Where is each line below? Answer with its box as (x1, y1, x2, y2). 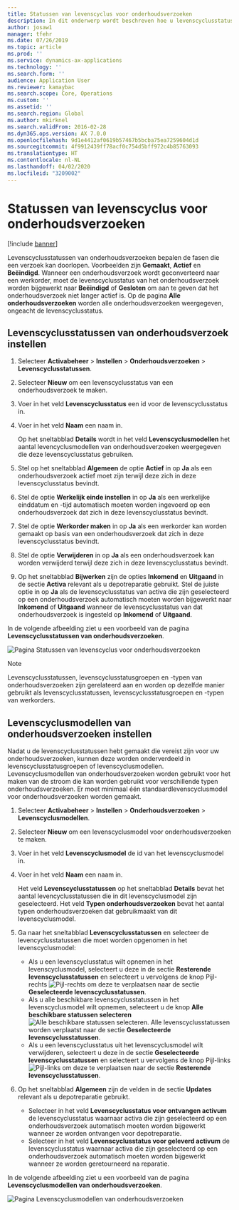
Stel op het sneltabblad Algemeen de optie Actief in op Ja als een (17, 464, 212, 473)
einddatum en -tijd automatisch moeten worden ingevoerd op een (17, 500, 211, 509)
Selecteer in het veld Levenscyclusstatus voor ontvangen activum (28, 1106, 227, 1115)
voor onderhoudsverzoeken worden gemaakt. (7, 792, 142, 801)
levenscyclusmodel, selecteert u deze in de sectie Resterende (28, 965, 211, 974)
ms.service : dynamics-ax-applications (7, 57, 122, 64)
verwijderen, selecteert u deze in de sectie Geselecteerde (28, 1049, 199, 1057)
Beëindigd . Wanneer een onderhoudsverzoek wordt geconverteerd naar (7, 268, 220, 277)
